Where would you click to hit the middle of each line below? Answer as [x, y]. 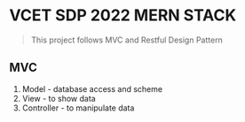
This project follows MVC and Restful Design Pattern [127, 40]
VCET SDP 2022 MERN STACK [123, 15]
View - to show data [59, 98]
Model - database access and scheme [92, 88]
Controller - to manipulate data [78, 108]
